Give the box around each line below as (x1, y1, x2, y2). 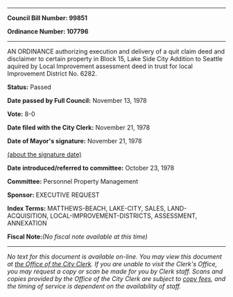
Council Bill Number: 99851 (7, 14, 88, 22)
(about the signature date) (7, 150, 82, 159)
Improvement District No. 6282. (7, 70, 97, 77)
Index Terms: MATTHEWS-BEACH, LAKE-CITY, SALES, (7, 204, 166, 212)
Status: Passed (7, 83, 52, 91)
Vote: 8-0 (7, 110, 36, 118)
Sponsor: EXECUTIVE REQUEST (7, 191, 100, 199)
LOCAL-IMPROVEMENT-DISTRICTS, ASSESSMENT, (50, 211, 198, 220)
